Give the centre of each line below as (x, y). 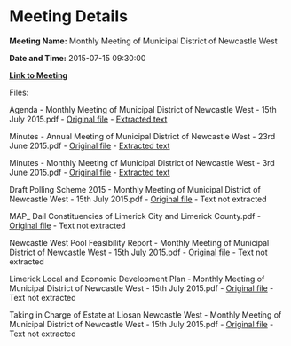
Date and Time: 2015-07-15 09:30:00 (78, 58)
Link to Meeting (39, 75)
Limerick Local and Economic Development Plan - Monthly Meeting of (137, 279)
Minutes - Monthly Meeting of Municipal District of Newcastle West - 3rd (142, 162)
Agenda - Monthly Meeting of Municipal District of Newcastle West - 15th (143, 109)
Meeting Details (69, 16)
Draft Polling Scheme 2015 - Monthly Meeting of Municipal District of (135, 189)
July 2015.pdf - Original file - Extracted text (88, 119)
